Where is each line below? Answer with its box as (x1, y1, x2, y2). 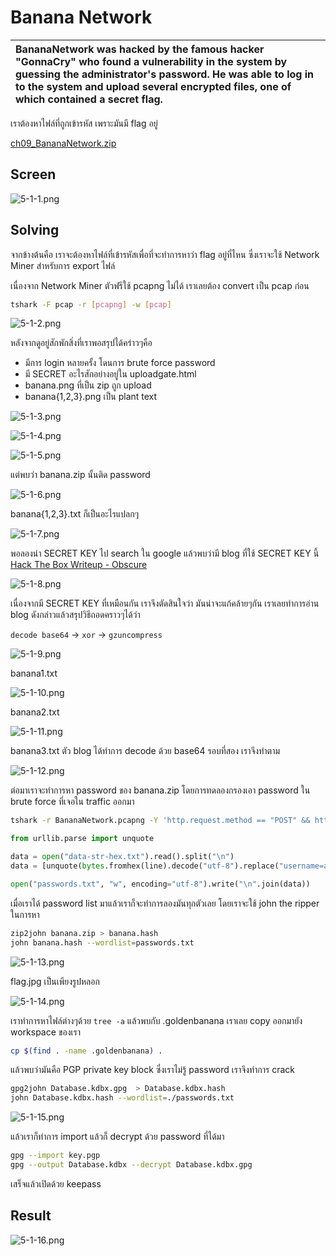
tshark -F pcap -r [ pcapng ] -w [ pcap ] (10, 299, 172, 310)
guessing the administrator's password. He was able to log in (15, 67, 315, 81)
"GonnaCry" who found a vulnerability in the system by (15, 54, 288, 68)
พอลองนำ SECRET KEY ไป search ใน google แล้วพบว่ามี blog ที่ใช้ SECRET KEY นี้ (10, 547, 320, 560)
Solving (10, 222, 60, 239)
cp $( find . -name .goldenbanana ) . (10, 1046, 163, 1056)
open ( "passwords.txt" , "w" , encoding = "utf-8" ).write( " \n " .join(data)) (10, 879, 311, 889)
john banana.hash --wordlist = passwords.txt (10, 937, 195, 948)
